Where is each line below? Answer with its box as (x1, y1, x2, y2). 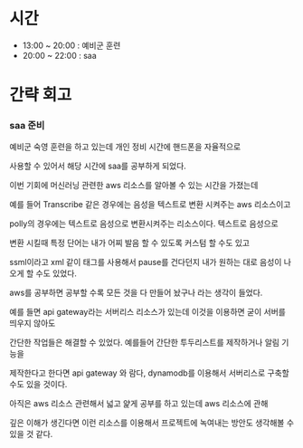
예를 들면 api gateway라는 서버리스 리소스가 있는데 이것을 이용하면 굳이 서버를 (9, 307, 287, 318)
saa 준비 (9, 119, 45, 132)
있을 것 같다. (9, 429, 53, 440)
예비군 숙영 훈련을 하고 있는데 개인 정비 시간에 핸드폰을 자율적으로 (9, 141, 241, 152)
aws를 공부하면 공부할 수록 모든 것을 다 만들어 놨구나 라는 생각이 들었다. (9, 287, 263, 299)
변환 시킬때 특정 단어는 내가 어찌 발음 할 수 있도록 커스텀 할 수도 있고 (9, 237, 251, 249)
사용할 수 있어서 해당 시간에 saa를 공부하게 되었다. (9, 160, 187, 172)
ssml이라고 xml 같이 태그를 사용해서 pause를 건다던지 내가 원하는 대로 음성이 (9, 257, 282, 268)
